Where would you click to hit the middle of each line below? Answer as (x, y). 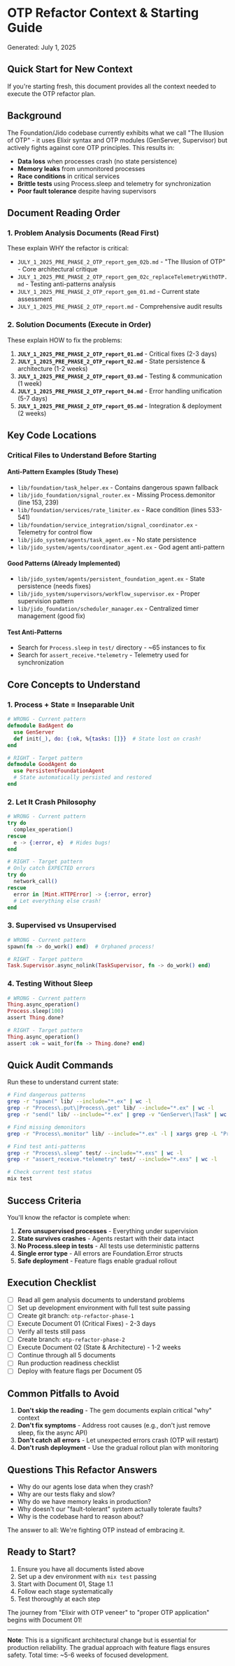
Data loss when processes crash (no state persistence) (97, 161)
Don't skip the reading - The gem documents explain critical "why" (114, 1411)
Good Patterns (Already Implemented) (64, 563)
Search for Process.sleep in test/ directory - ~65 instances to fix (112, 647)
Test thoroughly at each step (59, 1599)
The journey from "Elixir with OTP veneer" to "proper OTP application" (108, 1612)
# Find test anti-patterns (47, 1146)
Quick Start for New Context (70, 69)
